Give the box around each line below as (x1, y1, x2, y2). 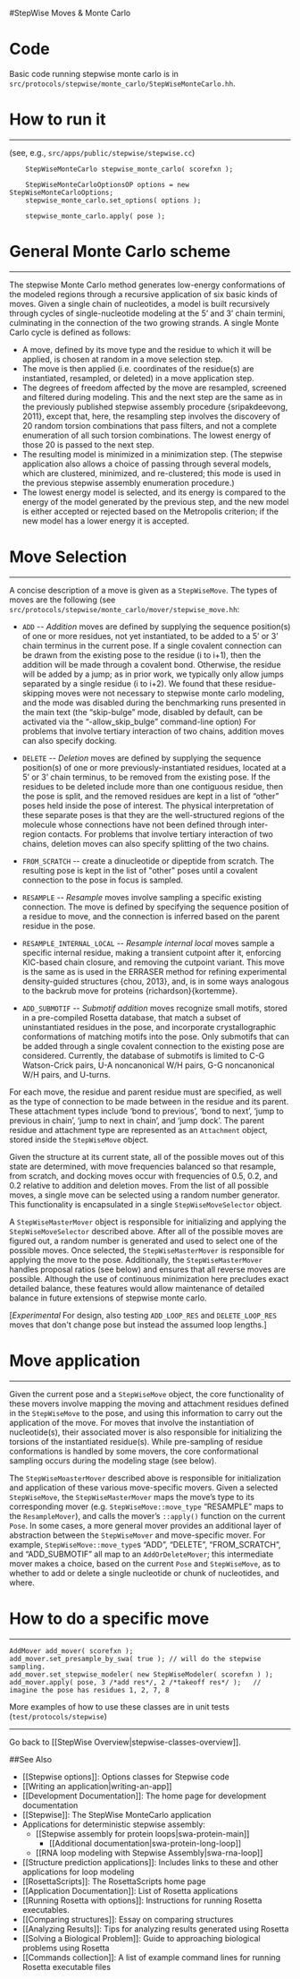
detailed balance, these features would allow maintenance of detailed (9, 1283, 265, 1293)
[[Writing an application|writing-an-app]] (21, 1780, 172, 1791)
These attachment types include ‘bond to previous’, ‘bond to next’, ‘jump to (9, 1105, 284, 1116)
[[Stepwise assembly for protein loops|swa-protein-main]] (35, 1828, 250, 1838)
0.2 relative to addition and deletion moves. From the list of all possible (9, 1180, 270, 1190)
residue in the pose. (21, 920, 96, 931)
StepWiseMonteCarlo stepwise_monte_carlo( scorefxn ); (25, 165, 234, 174)
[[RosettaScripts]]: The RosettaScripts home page (21, 1875, 206, 1887)
